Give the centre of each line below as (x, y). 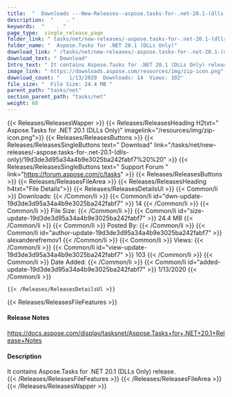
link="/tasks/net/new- (185, 145)
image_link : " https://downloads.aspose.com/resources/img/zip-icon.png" (116, 71)
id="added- (204, 262)
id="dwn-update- (178, 196)
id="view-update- (122, 247)
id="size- (191, 210)
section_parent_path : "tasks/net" (57, 97)
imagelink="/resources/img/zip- (170, 130)
